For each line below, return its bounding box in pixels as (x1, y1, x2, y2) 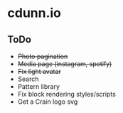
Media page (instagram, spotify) (17, 60, 112, 68)
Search (17, 75, 39, 83)
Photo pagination (17, 52, 68, 60)
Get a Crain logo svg (17, 97, 78, 106)
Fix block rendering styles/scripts (17, 90, 116, 98)
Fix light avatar (17, 68, 62, 75)
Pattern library (17, 82, 60, 90)
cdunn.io (7, 5, 62, 21)
